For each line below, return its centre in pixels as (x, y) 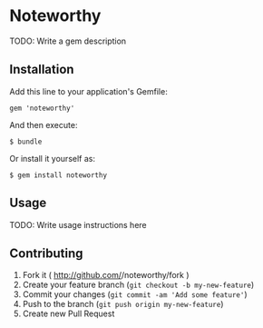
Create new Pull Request (68, 313)
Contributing (46, 253)
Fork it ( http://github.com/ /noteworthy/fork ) (106, 275)
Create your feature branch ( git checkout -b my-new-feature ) (138, 285)
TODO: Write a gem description (68, 41)
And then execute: (44, 124)
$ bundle (26, 142)
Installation (42, 70)
